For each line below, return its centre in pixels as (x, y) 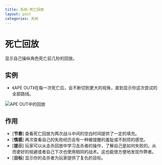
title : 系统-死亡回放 (25, 9)
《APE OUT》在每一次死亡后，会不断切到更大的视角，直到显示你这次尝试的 (85, 88)
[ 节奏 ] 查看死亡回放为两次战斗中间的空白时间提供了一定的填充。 (75, 133)
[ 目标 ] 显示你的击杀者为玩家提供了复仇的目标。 (59, 158)
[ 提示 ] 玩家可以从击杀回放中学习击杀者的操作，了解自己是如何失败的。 (82, 146)
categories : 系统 (22, 18)
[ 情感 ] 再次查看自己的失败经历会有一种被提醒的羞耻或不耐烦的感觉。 (80, 139)
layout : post (18, 14)
